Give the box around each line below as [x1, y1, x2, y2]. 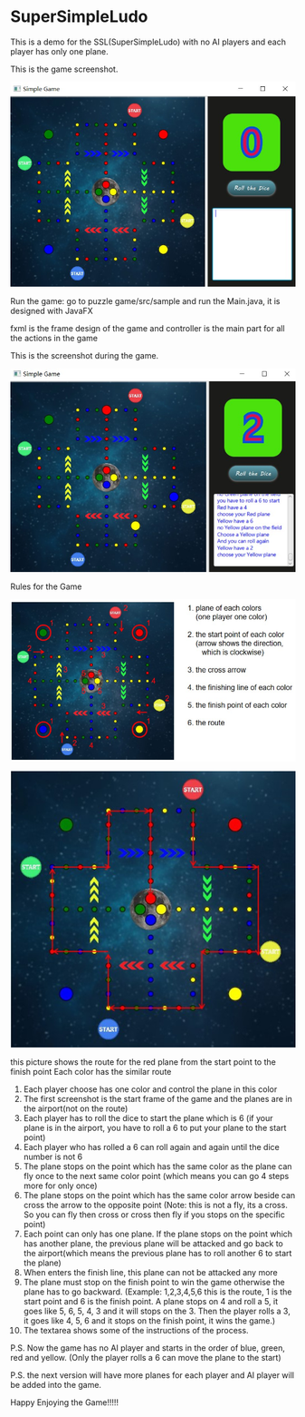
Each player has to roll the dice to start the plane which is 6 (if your [23, 1113, 273, 1124]
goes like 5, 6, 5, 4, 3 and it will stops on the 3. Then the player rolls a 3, [23, 1305, 291, 1317]
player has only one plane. [10, 45, 110, 56]
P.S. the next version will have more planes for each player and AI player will [10, 1370, 295, 1381]
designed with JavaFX [10, 305, 93, 316]
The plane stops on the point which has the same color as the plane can [23, 1161, 292, 1172]
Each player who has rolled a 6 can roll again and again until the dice [23, 1142, 280, 1153]
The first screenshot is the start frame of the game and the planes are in [23, 1094, 292, 1105]
